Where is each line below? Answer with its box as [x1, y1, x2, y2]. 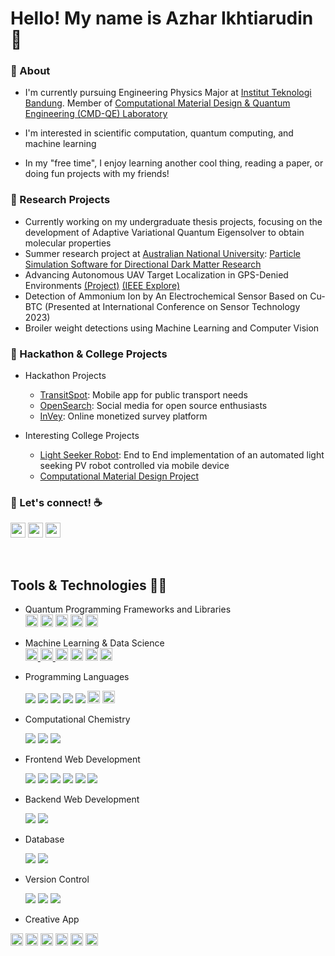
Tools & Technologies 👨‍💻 [10, 577, 168, 594]
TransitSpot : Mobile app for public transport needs [39, 389, 248, 401]
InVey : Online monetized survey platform [39, 410, 208, 422]
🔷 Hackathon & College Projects [10, 347, 168, 361]
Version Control [24, 873, 90, 886]
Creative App [24, 913, 80, 926]
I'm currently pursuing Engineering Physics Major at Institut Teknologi [24, 87, 312, 99]
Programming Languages [24, 671, 130, 683]
